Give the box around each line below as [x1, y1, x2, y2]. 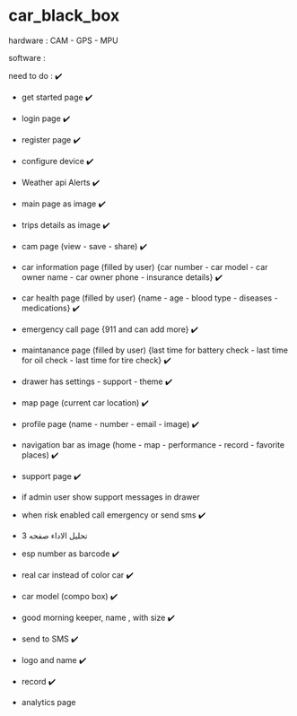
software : [8, 52, 46, 63]
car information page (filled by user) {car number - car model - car [21, 261, 268, 272]
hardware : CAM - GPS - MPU [8, 35, 118, 46]
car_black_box [8, 5, 120, 26]
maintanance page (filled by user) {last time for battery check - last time [21, 345, 289, 355]
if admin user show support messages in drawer [21, 491, 201, 502]
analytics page [21, 696, 76, 707]
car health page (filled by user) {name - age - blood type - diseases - [21, 293, 279, 303]
